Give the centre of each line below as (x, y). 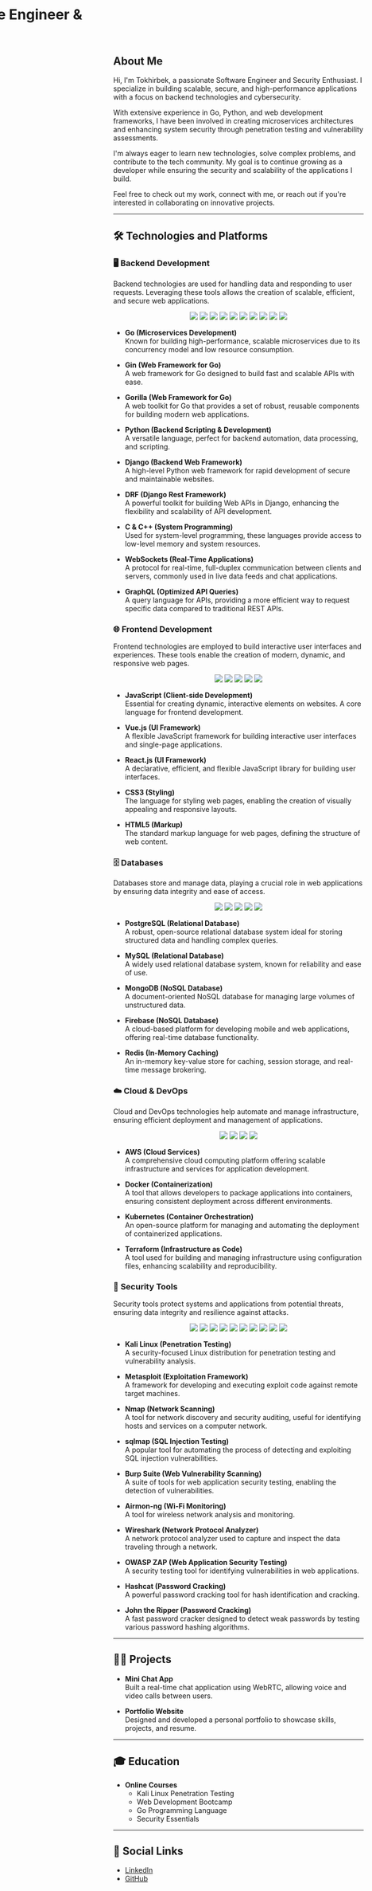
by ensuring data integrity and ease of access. (189, 892)
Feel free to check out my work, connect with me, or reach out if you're (230, 194)
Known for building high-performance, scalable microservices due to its (242, 341)
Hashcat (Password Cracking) (175, 1586)
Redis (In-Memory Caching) (171, 1053)
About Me (138, 61)
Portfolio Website (154, 1711)
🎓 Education (147, 1762)
